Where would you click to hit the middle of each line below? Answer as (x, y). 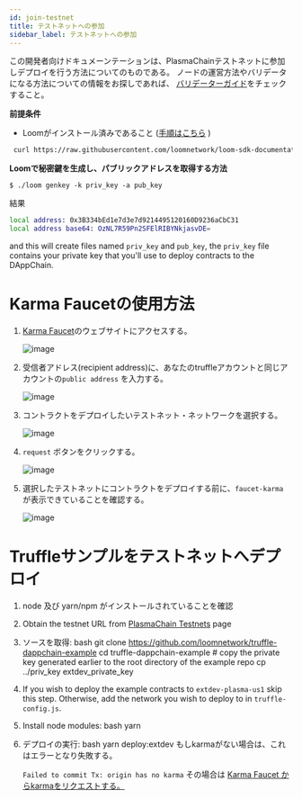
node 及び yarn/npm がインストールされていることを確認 (128, 606)
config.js (41, 709)
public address (90, 379)
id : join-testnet (42, 18)
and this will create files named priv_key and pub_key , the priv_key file (139, 246)
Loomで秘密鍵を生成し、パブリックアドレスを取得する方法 (118, 168)
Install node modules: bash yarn (81, 725)
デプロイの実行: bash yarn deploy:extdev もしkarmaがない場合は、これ (154, 744)
